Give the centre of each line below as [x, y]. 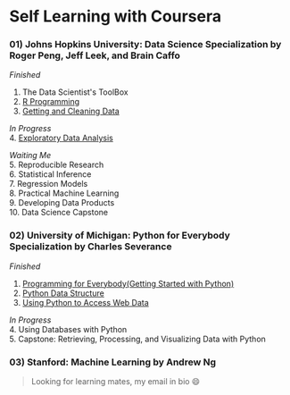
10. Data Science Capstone [59, 213]
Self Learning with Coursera [115, 17]
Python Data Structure [63, 293]
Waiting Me [30, 155]
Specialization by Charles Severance [91, 247]
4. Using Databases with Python [68, 329]
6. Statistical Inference [50, 174]
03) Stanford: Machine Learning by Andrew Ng [113, 362]
